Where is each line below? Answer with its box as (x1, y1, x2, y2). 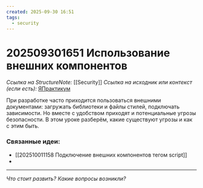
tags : (6, 14, 20, 20)
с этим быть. (6, 122, 39, 130)
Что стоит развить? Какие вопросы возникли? (6, 175, 126, 182)
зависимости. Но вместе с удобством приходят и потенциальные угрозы (6, 110, 196, 117)
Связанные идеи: (6, 137, 60, 146)
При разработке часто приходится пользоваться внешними (6, 97, 161, 104)
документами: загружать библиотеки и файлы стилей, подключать (6, 103, 180, 110)
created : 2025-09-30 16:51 (6, 8, 74, 15)
